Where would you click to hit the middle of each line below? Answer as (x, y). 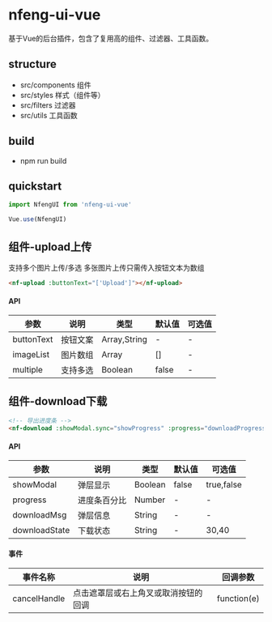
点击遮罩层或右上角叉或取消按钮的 (138, 593)
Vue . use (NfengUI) (38, 219)
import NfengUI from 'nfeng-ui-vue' (70, 205)
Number (150, 500)
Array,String (124, 339)
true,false (224, 484)
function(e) (238, 599)
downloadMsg (40, 514)
